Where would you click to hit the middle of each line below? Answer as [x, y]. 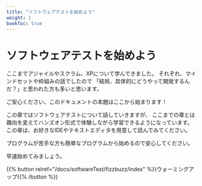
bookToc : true [24, 23]
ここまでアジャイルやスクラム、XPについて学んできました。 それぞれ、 [96, 73]
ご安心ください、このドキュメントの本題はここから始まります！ [87, 102]
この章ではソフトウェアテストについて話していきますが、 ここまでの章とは [101, 115]
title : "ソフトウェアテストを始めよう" [50, 12]
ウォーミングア [175, 169]
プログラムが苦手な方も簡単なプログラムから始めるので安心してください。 [100, 143]
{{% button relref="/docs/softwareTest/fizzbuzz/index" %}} [82, 169]
